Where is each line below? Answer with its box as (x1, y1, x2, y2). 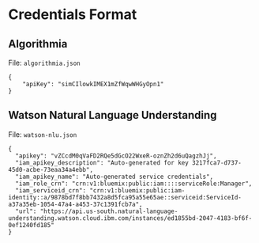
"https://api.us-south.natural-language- (39, 207, 178, 215)
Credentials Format (8, 6, 137, 24)
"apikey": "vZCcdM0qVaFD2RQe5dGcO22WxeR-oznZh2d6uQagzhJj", (15, 152, 217, 160)
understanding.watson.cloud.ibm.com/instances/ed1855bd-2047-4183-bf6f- (8, 214, 253, 222)
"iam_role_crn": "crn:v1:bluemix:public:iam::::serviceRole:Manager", (15, 180, 253, 188)
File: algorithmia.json (8, 58, 81, 67)
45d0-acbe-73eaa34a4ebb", (8, 165, 93, 173)
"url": (15, 207, 37, 215)
